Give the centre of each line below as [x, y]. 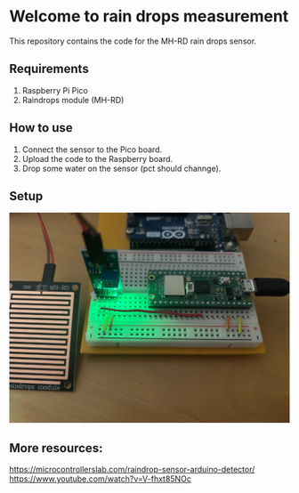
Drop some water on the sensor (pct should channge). [121, 168]
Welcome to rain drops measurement [149, 16]
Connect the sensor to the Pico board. [92, 150]
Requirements [49, 69]
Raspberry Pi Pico [55, 90]
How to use [41, 128]
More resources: [56, 448]
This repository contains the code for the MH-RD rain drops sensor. [133, 41]
